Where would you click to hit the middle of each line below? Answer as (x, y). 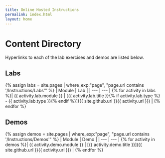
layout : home (19, 19)
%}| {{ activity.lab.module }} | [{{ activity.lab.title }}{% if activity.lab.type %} (83, 96)
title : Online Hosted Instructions (42, 10)
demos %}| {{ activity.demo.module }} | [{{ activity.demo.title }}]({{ (74, 145)
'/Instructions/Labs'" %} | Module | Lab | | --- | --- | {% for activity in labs (81, 91)
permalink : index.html (29, 14)
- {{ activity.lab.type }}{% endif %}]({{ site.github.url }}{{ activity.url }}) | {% (83, 101)
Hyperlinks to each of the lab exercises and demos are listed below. (75, 57)
